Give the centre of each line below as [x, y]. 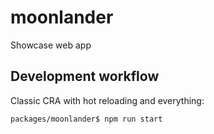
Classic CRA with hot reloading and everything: [107, 100]
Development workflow [85, 76]
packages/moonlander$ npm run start [86, 119]
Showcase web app [51, 45]
